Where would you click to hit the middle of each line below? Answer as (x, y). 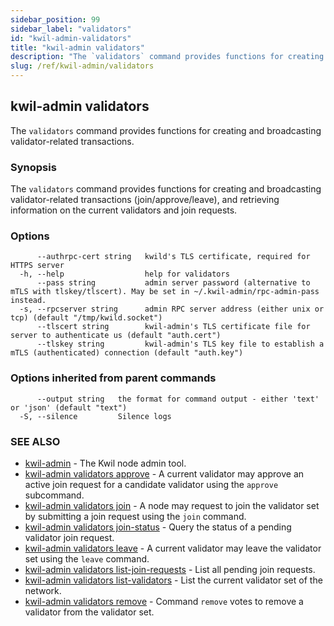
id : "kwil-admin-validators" (71, 38)
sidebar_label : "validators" (71, 29)
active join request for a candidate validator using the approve (151, 484)
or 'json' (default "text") (69, 407)
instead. (28, 301)
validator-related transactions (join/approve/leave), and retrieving (145, 200)
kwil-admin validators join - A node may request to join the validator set (172, 505)
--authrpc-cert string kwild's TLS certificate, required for (173, 257)
